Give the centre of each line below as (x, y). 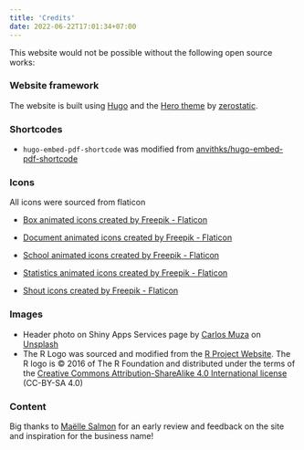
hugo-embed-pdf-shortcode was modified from (108, 149)
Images (26, 314)
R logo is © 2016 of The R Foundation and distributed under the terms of (159, 363)
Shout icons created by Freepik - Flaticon (100, 291)
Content (28, 406)
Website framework (54, 86)
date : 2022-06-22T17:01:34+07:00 (73, 26)
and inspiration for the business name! (82, 435)
